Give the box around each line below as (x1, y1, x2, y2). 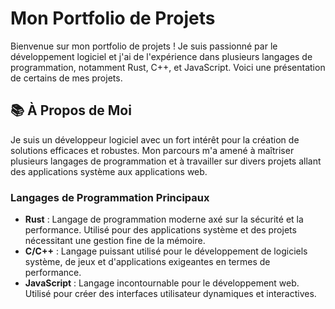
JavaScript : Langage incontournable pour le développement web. (24, 277, 300, 289)
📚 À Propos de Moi (10, 102, 132, 119)
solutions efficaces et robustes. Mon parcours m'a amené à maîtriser (10, 144, 295, 156)
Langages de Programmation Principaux (10, 190, 210, 204)
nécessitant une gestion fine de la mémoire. (24, 235, 206, 247)
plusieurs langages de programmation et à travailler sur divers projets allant (10, 155, 322, 167)
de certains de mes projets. (10, 72, 123, 84)
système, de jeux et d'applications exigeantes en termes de (24, 256, 271, 268)
